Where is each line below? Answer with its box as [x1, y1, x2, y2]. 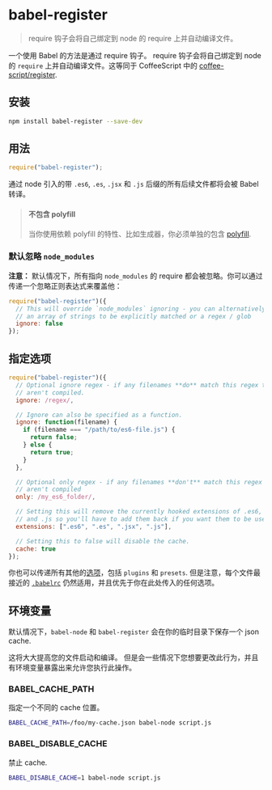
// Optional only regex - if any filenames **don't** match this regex [15, 478, 263, 486]
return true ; [29, 448, 74, 456]
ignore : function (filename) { [15, 418, 117, 426]
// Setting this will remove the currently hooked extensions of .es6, [15, 508, 263, 516]
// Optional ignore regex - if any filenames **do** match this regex [15, 381, 259, 389]
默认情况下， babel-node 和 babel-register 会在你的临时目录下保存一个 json [8, 627, 260, 636]
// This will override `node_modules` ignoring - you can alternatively [15, 305, 266, 313]
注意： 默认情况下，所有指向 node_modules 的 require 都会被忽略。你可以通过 [8, 271, 263, 281]
